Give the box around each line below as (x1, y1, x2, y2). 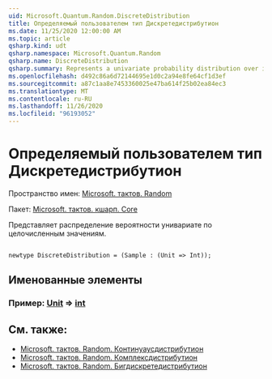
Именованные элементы (8, 273, 143, 287)
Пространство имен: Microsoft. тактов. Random (8, 188, 172, 198)
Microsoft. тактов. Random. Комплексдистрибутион (19, 353, 198, 363)
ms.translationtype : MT (8, 87, 89, 96)
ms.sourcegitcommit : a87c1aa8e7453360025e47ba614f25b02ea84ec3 (8, 79, 227, 87)
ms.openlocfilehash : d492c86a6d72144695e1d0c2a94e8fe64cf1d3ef (8, 72, 227, 80)
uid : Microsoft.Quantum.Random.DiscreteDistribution (8, 11, 190, 20)
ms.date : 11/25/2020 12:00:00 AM (8, 27, 121, 35)
